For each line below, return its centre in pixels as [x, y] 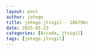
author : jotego [25, 17]
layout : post [22, 11]
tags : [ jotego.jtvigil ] [35, 39]
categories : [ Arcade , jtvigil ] [45, 33]
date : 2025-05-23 [27, 28]
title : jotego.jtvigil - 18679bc [47, 22]
